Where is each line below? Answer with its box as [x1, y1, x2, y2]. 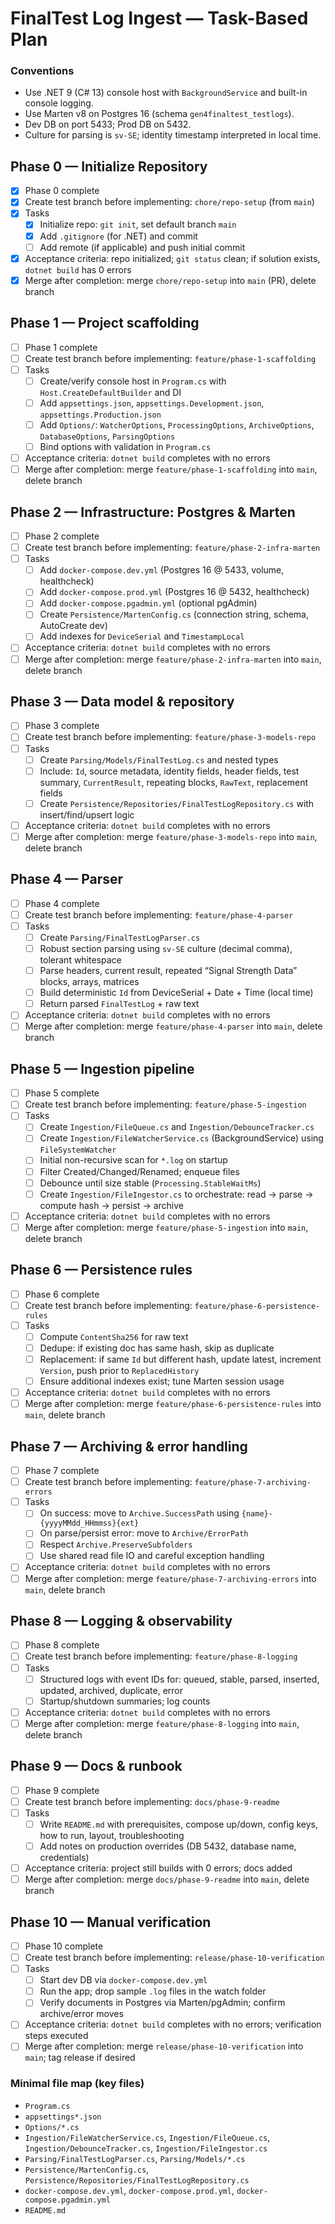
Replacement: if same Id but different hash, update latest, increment [39, 1353, 322, 1365]
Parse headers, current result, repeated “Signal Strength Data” [39, 965, 298, 977]
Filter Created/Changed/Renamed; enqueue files [39, 1165, 240, 1177]
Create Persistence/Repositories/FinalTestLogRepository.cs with [39, 797, 315, 809]
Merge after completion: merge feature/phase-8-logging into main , [24, 1717, 300, 1729]
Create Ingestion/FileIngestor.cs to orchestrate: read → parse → [39, 1188, 314, 1200]
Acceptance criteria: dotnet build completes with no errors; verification [24, 2018, 322, 2031]
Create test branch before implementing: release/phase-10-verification [24, 1951, 325, 1963]
